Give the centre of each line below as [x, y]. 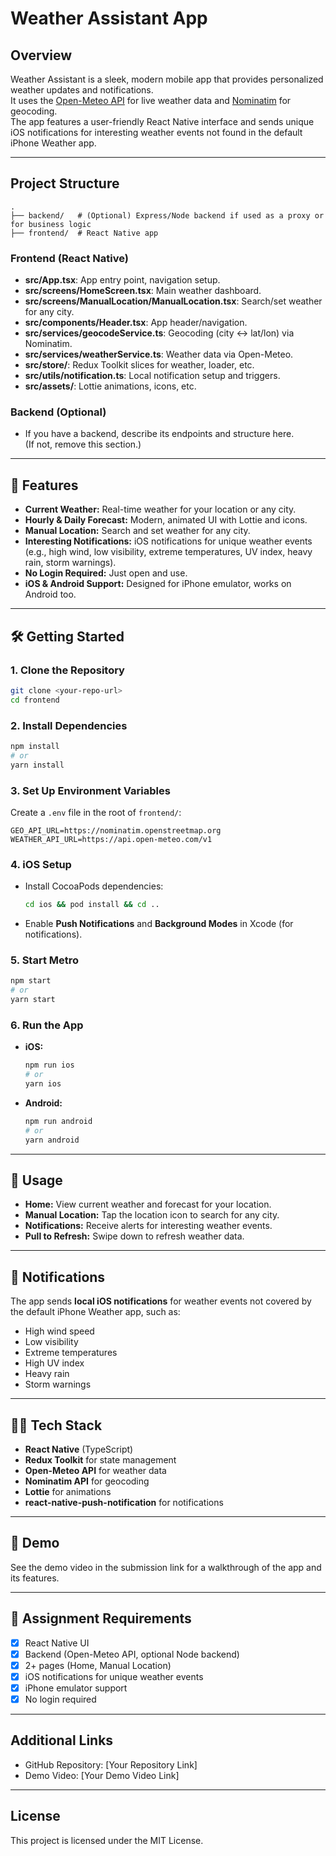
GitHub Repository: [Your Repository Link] [111, 1764]
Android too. [50, 594]
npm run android [58, 1121]
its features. [35, 1578]
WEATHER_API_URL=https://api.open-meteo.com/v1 [111, 839]
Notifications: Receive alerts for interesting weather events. [148, 1226]
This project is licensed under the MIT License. [107, 1840]
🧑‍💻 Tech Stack [56, 1425]
